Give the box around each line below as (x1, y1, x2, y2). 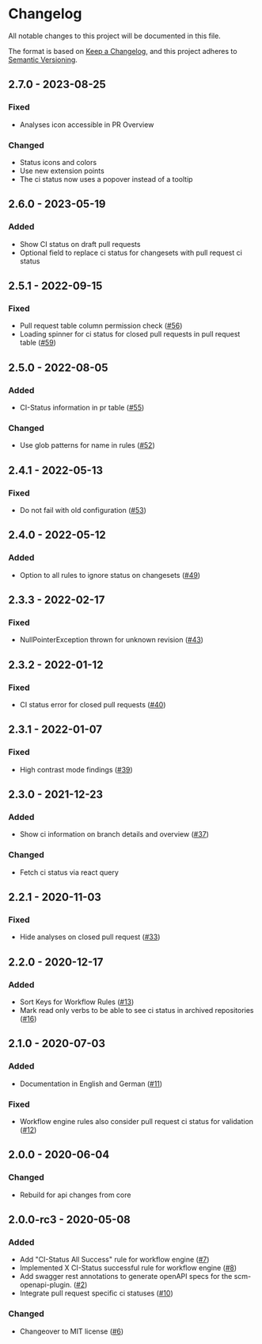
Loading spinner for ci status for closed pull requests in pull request (19, 329, 241, 339)
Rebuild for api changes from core (19, 1190, 131, 1200)
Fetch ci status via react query (19, 867, 119, 877)
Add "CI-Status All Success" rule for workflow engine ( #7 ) (19, 1255, 210, 1265)
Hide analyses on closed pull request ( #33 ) (19, 932, 161, 942)
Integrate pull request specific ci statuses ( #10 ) (19, 1288, 173, 1298)
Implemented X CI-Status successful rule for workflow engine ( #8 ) (19, 1263, 237, 1273)
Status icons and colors (19, 157, 97, 167)
